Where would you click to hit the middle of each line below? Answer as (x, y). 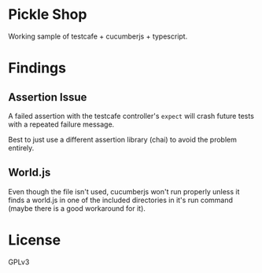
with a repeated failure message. (61, 124)
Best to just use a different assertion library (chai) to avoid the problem (123, 139)
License (35, 240)
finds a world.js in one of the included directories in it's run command (121, 200)
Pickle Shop (48, 15)
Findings (37, 68)
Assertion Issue (48, 97)
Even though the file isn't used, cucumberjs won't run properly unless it (124, 191)
